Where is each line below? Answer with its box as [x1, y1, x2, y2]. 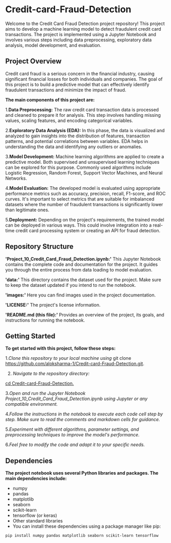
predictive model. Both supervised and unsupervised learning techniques [5, 159, 160, 165]
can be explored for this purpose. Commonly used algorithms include [5, 164, 152, 170]
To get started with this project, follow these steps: [5, 345, 116, 352]
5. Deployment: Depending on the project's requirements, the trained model [5, 216, 164, 223]
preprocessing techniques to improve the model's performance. [5, 432, 140, 438]
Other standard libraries [12, 518, 63, 524]
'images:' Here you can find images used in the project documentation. [5, 292, 156, 298]
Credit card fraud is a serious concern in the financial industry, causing [5, 70, 155, 77]
